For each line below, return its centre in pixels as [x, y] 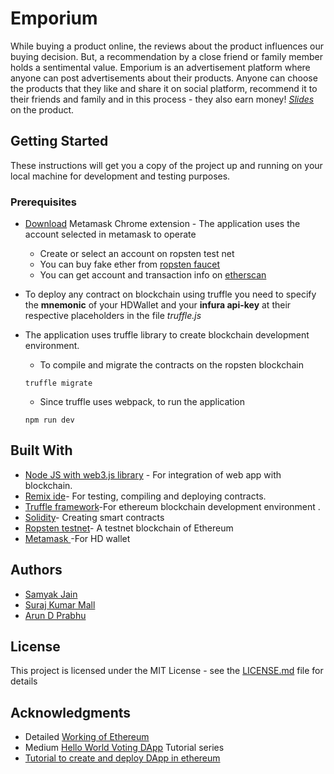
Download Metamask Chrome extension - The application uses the [162, 224]
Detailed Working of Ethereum [87, 737]
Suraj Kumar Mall [60, 604]
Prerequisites [43, 202]
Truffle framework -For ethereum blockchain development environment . [172, 506]
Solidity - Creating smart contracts [94, 517]
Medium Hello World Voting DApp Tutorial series [124, 748]
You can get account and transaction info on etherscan [153, 275]
